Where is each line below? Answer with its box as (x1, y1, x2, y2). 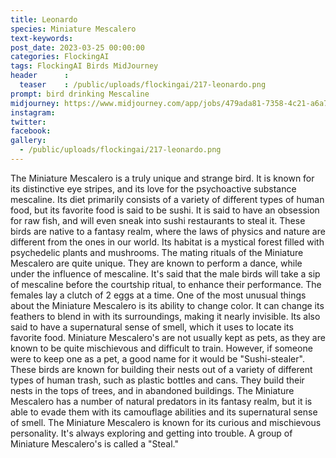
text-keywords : (10, 33, 74, 43)
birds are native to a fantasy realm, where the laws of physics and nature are (10, 225, 326, 237)
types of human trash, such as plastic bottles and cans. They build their (10, 374, 305, 386)
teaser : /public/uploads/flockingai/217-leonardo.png (19, 80, 267, 90)
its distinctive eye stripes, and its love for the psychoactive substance (10, 182, 297, 195)
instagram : (10, 107, 56, 118)
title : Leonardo (10, 14, 78, 25)
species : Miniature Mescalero (10, 24, 137, 34)
